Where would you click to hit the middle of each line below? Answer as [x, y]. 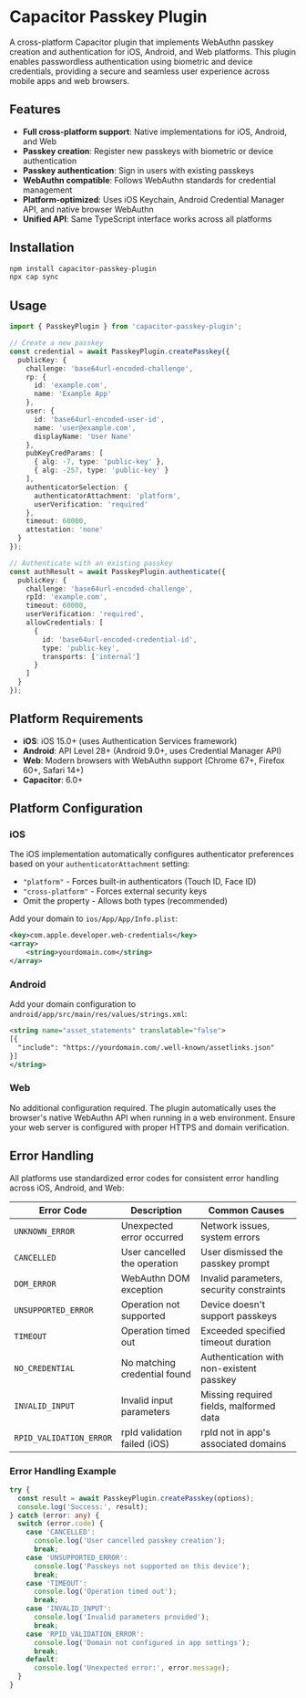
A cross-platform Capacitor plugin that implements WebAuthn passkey [142, 42]
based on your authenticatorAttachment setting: [100, 864]
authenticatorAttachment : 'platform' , [107, 496]
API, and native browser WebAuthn [88, 209]
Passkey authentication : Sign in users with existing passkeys [138, 170]
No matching [148, 1362]
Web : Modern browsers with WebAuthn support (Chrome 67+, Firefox [153, 760]
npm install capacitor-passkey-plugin [83, 268]
